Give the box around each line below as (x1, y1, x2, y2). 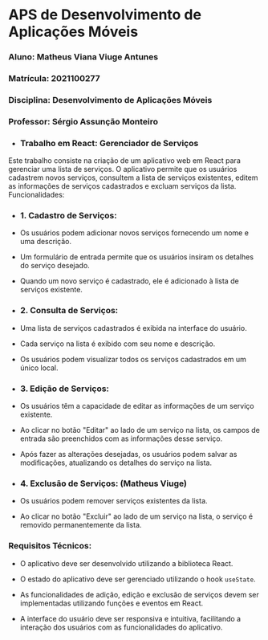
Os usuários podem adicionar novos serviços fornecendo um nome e (19, 228, 249, 238)
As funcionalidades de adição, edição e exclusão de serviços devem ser (19, 589, 259, 599)
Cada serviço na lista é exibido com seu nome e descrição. (19, 339, 216, 349)
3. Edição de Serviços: (19, 383, 110, 394)
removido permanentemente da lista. (19, 520, 142, 530)
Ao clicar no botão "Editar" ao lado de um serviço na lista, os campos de (19, 426, 261, 435)
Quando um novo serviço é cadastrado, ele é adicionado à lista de (19, 276, 239, 286)
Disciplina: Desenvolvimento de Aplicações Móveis (8, 94, 213, 105)
